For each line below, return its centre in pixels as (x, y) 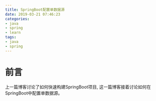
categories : (17, 19)
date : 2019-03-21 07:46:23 (33, 14)
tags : (11, 37)
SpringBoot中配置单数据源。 (34, 93)
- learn (13, 33)
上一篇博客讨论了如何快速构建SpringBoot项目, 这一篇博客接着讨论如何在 (78, 87)
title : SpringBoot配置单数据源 (35, 10)
